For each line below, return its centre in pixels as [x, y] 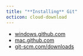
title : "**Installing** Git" [42, 11]
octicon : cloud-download [36, 17]
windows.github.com [40, 34]
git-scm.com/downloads [44, 46]
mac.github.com [34, 40]
